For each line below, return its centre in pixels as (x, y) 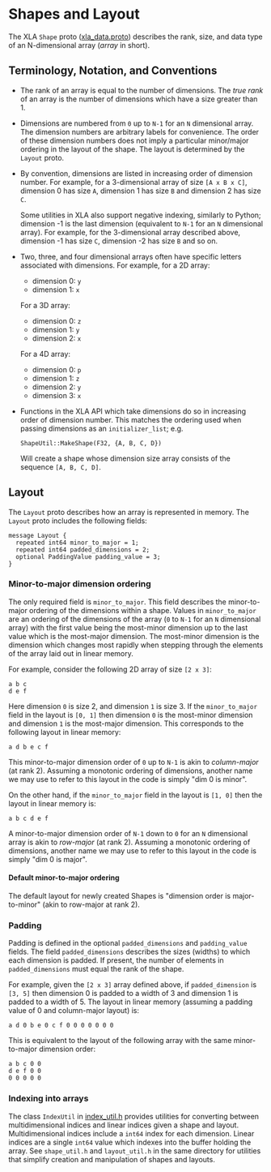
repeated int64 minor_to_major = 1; (77, 543)
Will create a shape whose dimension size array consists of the (125, 458)
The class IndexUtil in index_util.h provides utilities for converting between (134, 1116)
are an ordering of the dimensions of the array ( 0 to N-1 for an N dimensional (135, 619)
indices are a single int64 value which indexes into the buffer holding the (130, 1142)
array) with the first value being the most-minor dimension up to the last (128, 627)
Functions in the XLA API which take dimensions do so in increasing (133, 411)
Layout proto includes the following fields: (78, 521)
